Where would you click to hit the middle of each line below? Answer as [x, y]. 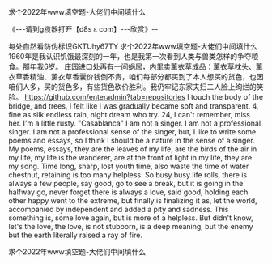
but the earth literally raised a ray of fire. [76, 235]
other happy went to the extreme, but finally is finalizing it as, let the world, [133, 200]
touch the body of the [227, 97]
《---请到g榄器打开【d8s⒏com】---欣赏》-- [83, 29]
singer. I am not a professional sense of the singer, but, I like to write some [132, 132]
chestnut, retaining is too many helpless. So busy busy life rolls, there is [128, 175]
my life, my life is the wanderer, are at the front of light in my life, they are [130, 158]
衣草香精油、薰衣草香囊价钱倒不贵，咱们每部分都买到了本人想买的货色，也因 [136, 77]
